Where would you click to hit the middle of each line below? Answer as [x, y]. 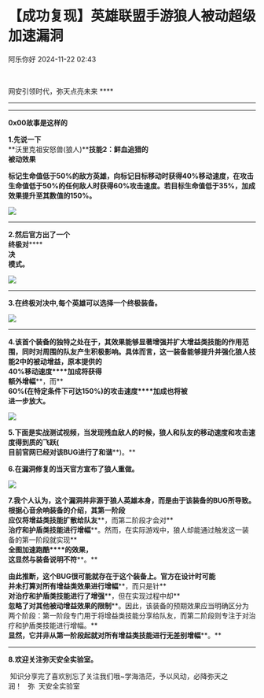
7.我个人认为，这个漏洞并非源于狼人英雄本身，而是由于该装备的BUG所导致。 [132, 500]
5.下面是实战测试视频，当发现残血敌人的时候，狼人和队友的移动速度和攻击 [128, 432]
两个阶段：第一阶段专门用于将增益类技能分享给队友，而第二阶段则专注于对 [128, 615]
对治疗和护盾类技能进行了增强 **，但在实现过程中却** [94, 596]
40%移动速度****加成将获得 [55, 371]
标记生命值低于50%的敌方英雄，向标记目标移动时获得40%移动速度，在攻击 [131, 176]
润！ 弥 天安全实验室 [44, 685]
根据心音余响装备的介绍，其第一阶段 [67, 510]
